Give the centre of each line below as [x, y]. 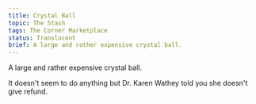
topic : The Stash [37, 23]
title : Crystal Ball [42, 15]
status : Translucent [42, 38]
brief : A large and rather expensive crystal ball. [95, 45]
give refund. [28, 91]
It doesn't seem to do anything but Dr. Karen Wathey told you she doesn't [128, 83]
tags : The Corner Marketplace [58, 30]
